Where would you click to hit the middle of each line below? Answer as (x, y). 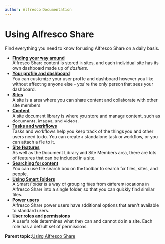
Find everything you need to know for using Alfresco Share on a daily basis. (82, 48)
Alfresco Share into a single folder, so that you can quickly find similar (83, 189)
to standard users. (31, 210)
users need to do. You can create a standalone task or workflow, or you (85, 136)
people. (20, 174)
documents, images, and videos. (45, 121)
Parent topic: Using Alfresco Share (40, 236)
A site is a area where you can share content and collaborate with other (85, 100)
